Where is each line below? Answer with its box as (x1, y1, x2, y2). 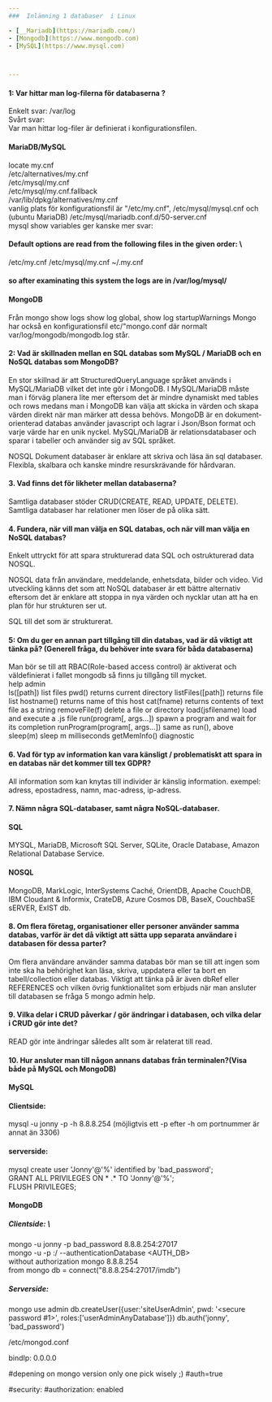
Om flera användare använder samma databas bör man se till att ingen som (8, 957, 260, 966)
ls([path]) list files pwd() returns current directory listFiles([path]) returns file (8, 688, 264, 697)
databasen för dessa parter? (8, 939, 107, 948)
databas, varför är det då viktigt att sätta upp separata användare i (8, 930, 237, 940)
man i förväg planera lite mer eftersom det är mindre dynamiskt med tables (8, 392, 259, 402)
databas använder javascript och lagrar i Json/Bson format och (44, 418, 256, 428)
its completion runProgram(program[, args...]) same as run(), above (8, 723, 234, 732)
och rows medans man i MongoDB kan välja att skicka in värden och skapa (8, 401, 259, 410)
